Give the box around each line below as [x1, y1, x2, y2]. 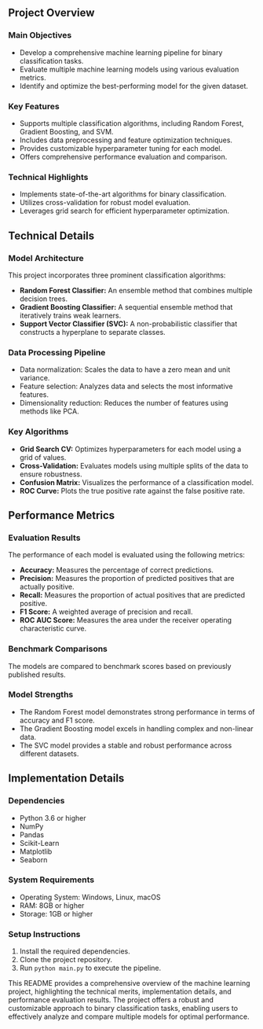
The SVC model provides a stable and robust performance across [19, 741, 232, 750]
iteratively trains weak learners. [19, 311, 122, 320]
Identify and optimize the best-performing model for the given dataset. [19, 81, 249, 90]
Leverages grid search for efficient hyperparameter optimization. [19, 206, 230, 215]
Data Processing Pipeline [8, 347, 106, 358]
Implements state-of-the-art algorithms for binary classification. [19, 189, 227, 199]
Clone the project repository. [19, 955, 112, 965]
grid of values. [19, 452, 67, 462]
